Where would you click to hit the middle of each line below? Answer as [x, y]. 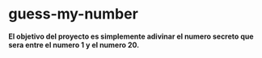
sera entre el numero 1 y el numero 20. [74, 44]
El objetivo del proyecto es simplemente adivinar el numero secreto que [131, 36]
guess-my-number [74, 14]
